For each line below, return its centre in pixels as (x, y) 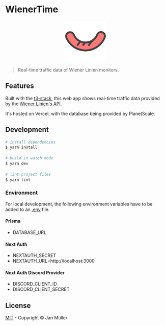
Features (20, 86)
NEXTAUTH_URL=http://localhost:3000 (54, 261)
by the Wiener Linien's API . (34, 104)
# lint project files (28, 174)
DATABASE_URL (30, 232)
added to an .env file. (28, 209)
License (18, 305)
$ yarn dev (17, 164)
